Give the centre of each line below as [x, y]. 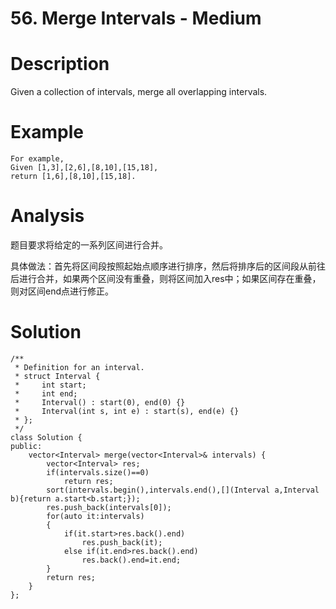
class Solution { [46, 437]
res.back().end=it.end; [131, 560]
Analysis [47, 216]
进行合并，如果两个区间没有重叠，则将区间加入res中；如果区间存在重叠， [170, 278]
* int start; [50, 385]
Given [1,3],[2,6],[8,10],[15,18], [84, 168]
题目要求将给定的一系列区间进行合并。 [89, 245]
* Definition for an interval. [79, 367]
